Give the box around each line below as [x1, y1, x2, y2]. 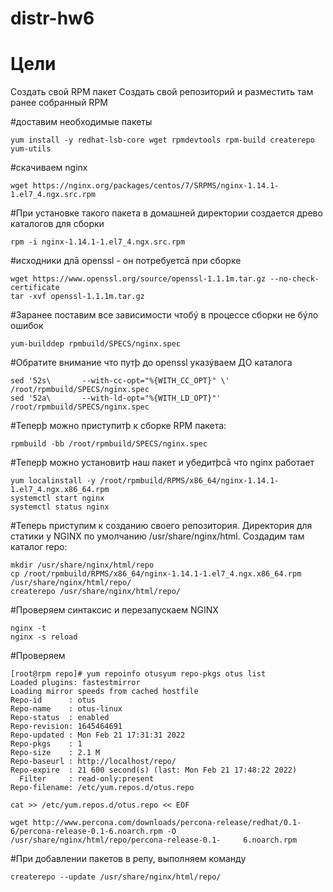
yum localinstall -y [10, 476, 97, 486]
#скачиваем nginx [10, 162, 88, 174]
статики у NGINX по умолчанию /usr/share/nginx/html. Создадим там [10, 530, 305, 542]
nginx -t [10, 623, 47, 634]
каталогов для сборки [10, 218, 105, 230]
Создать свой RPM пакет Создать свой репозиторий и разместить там [10, 86, 314, 98]
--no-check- [269, 274, 320, 284]
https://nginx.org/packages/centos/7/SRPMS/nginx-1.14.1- [32, 181, 280, 191]
